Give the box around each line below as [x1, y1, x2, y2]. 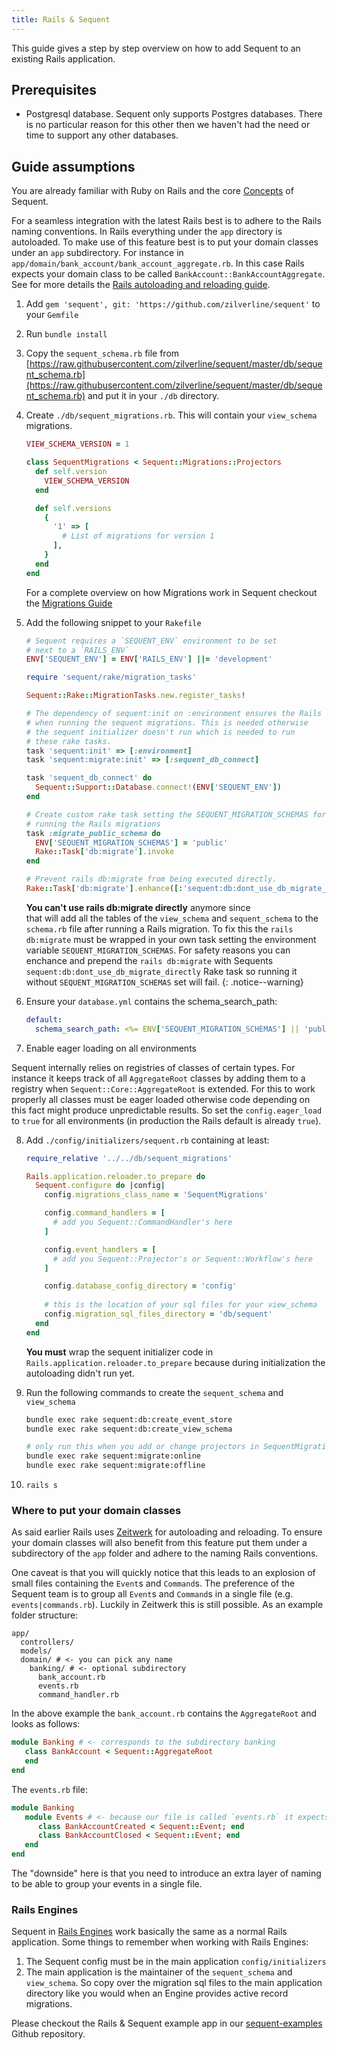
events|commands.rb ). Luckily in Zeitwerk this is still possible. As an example [11, 1599, 324, 1611]
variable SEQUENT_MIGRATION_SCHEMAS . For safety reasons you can [25, 944, 291, 956]
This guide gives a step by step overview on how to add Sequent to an [11, 42, 301, 54]
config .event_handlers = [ [44, 1244, 157, 1255]
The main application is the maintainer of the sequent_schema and [25, 1966, 293, 1978]
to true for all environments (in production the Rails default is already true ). [11, 1114, 322, 1126]
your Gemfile [25, 309, 79, 321]
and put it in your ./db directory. [87, 390, 220, 402]
